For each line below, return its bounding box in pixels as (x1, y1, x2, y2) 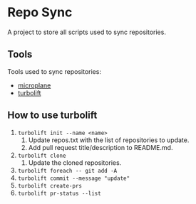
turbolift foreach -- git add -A (17, 167, 118, 174)
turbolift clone (17, 152, 66, 159)
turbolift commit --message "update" (17, 175, 130, 182)
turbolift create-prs (17, 182, 82, 189)
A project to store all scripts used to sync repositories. (7, 28, 166, 36)
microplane (17, 81, 51, 90)
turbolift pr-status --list (17, 190, 101, 197)
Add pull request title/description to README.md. (28, 143, 173, 151)
